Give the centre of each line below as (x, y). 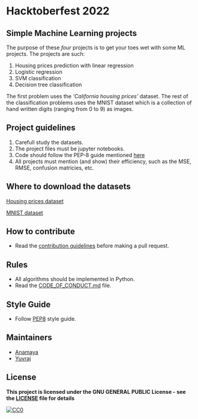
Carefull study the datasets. (49, 142)
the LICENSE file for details (40, 398)
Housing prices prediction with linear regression (74, 65)
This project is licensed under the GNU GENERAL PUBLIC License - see (96, 391)
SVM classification (38, 78)
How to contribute (41, 232)
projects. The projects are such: (46, 54)
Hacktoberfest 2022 (58, 11)
